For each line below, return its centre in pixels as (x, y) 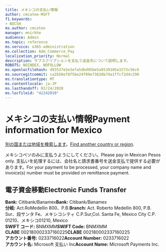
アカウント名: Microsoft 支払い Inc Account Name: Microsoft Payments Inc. (82, 245)
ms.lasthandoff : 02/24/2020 (34, 88)
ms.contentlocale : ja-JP (31, 84)
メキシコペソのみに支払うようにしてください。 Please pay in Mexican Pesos (83, 155)
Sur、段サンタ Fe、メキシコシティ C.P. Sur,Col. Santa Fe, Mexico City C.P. (81, 214)
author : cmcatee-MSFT (28, 14)
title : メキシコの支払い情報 (32, 10)
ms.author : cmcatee (25, 28)
